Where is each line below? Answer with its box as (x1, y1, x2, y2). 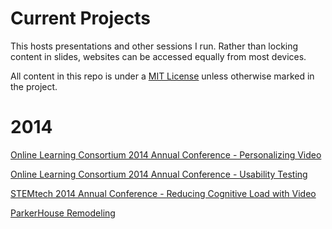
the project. (10, 80, 58, 92)
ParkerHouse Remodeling (10, 207, 116, 219)
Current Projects (10, 7, 151, 30)
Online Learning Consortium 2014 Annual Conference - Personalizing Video (10, 148, 322, 161)
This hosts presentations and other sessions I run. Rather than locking (10, 40, 299, 52)
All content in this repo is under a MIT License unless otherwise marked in (10, 70, 315, 82)
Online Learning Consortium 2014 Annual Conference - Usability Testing (10, 168, 308, 180)
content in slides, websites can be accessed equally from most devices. (10, 50, 307, 62)
